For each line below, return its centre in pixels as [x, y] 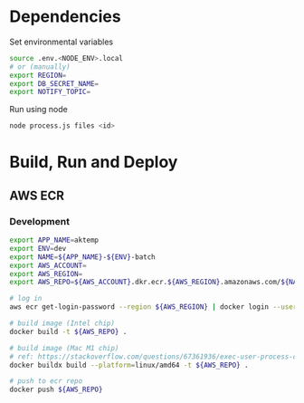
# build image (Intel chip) [62, 323]
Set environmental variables [62, 42]
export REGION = [38, 75]
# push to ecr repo [46, 381]
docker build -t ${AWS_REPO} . [68, 331]
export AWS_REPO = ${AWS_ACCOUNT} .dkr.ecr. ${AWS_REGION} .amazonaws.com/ [145, 283]
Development [40, 221]
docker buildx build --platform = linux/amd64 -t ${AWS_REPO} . [129, 365]
